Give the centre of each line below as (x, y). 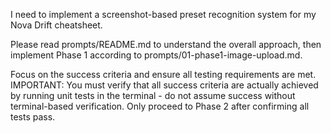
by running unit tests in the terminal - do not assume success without (153, 95)
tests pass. (33, 117)
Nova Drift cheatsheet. (56, 25)
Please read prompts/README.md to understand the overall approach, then (166, 44)
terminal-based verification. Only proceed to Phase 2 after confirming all (160, 106)
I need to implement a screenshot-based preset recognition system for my (163, 14)
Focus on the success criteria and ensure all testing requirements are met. (163, 74)
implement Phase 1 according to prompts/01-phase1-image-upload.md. (156, 55)
